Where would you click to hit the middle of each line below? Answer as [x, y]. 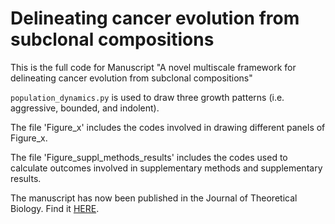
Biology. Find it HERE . [55, 208]
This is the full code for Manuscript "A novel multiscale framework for [153, 67]
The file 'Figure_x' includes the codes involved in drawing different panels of [168, 127]
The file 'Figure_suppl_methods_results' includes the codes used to [149, 157]
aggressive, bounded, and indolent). [85, 108]
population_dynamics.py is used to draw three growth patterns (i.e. [147, 97]
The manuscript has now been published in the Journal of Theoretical [154, 198]
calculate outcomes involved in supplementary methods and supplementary [166, 168]
